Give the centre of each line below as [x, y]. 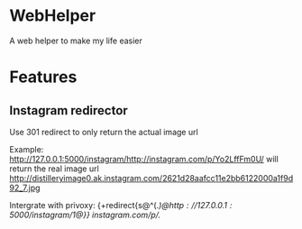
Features [43, 77]
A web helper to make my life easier [76, 41]
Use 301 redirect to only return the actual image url [104, 132]
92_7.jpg [25, 188]
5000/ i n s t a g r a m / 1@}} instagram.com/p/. [85, 215]
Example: [27, 149]
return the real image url [54, 169]
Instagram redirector [69, 110]
